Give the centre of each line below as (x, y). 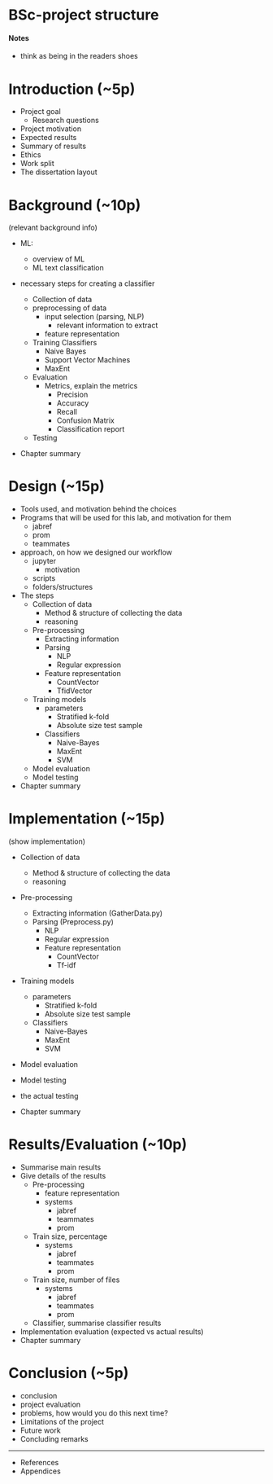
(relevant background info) (53, 228)
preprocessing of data (69, 308)
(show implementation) (47, 841)
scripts (44, 578)
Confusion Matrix (86, 420)
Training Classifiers (65, 343)
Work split (37, 164)
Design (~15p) (57, 487)
